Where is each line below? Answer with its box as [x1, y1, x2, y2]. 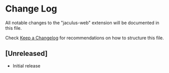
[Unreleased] [5, 49, 48, 58]
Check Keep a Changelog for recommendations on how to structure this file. [5, 35, 164, 41]
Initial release [12, 62, 40, 68]
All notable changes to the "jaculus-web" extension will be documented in [5, 20, 159, 26]
